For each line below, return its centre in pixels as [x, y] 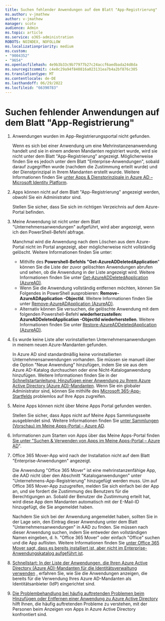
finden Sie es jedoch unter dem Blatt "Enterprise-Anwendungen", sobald [86, 161]
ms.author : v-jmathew [27, 14]
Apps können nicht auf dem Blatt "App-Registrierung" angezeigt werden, [86, 192]
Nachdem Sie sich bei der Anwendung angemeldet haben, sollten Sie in [85, 517]
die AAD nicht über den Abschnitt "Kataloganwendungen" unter [77, 476]
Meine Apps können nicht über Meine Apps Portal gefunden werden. [82, 406]
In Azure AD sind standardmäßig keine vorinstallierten [67, 354]
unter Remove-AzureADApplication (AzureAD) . [67, 304]
